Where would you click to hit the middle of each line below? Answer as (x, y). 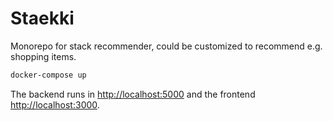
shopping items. (43, 56)
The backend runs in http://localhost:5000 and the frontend (133, 94)
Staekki (42, 18)
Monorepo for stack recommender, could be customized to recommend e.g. (166, 46)
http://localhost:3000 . (55, 104)
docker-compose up (48, 75)
